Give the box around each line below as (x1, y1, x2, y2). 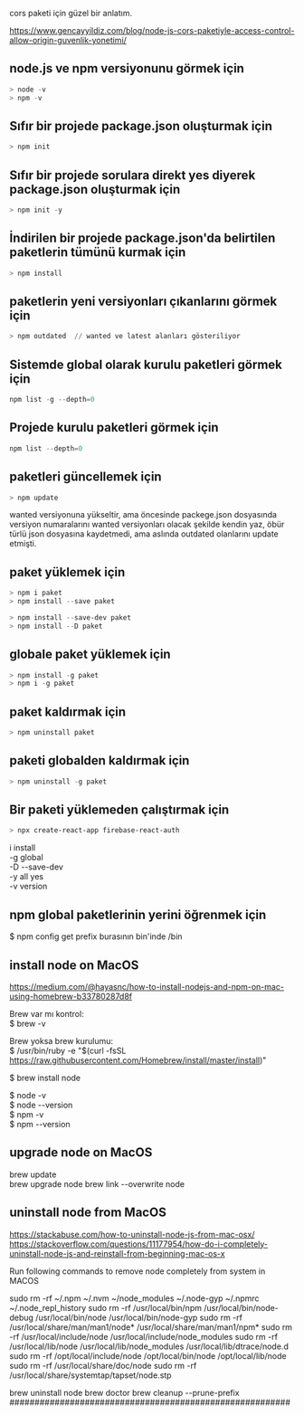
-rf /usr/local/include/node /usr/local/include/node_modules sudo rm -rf (9, 1331, 279, 1342)
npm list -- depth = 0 (9, 443, 83, 453)
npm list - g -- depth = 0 (9, 395, 95, 404)
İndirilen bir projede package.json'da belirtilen (9, 231, 276, 246)
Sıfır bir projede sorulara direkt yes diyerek (9, 167, 256, 183)
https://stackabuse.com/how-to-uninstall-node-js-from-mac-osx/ (9, 1229, 255, 1239)
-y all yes (9, 871, 43, 882)
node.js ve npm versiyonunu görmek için (9, 61, 244, 76)
